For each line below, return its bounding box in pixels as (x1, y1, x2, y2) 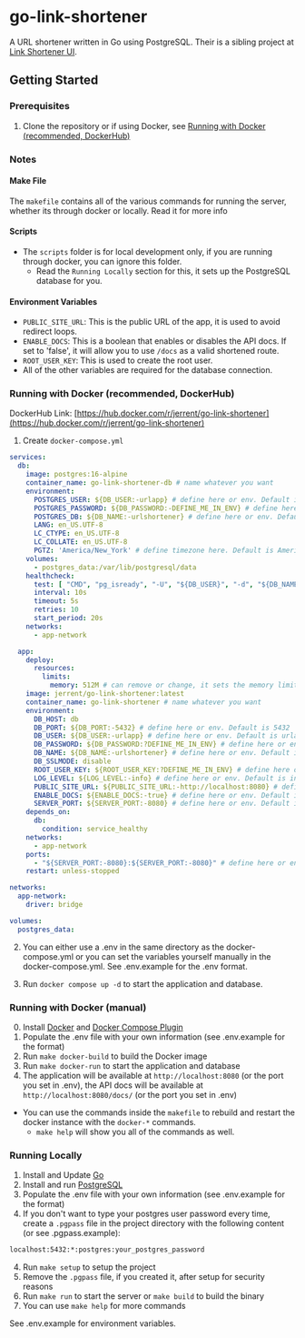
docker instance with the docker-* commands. (22, 1117, 197, 1127)
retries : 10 (33, 605, 79, 615)
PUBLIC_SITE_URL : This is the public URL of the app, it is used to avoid (22, 317, 281, 327)
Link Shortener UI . (9, 45, 77, 56)
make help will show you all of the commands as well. (35, 1126, 235, 1137)
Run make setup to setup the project (22, 1262, 156, 1273)
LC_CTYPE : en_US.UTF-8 (33, 529, 120, 538)
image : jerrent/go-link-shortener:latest (25, 689, 184, 699)
